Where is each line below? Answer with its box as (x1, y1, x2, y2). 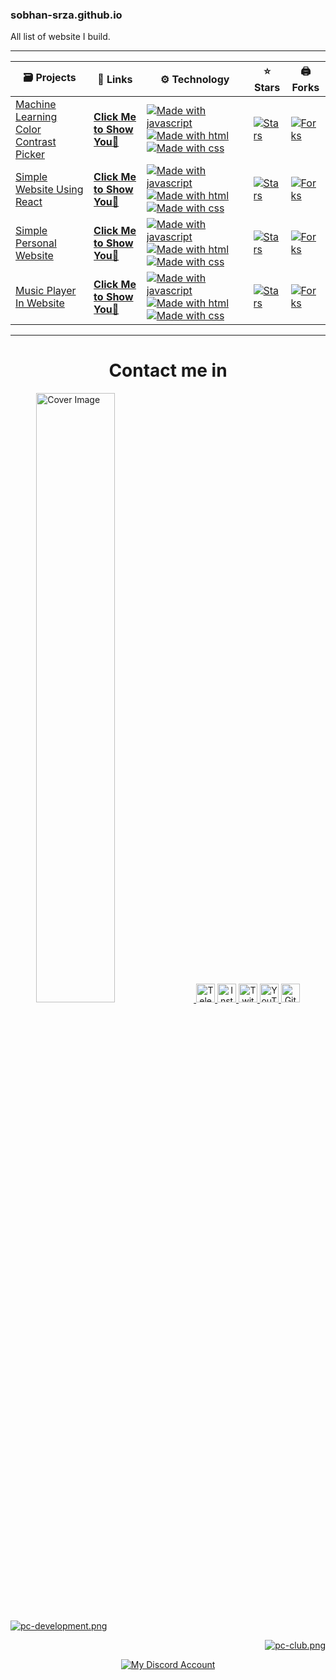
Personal (15, 236, 57, 250)
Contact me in (108, 359, 228, 382)
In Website (15, 296, 65, 310)
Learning (15, 110, 58, 124)
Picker (15, 148, 46, 162)
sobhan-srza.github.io (10, 8, 123, 22)
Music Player (15, 284, 77, 298)
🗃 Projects (23, 71, 77, 85)
